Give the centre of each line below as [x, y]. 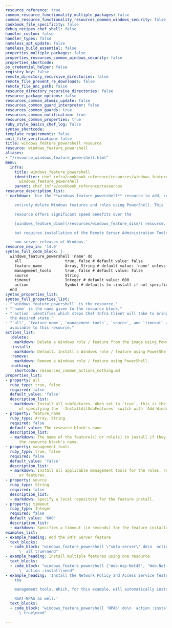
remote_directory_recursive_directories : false [57, 77]
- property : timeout [27, 504]
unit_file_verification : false [39, 139]
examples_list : [21, 532]
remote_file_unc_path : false [36, 86]
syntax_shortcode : [25, 129]
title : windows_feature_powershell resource [53, 143]
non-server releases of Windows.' [51, 242]
